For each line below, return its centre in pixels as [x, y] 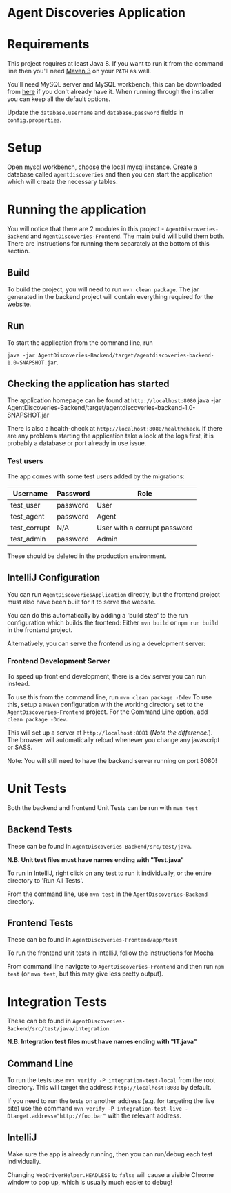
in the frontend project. [40, 630]
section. [19, 251]
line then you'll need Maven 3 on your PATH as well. [79, 71]
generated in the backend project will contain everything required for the [110, 296]
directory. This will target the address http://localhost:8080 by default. [109, 1088]
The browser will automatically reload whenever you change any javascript [113, 739]
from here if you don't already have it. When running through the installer [111, 92]
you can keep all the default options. [59, 99]
